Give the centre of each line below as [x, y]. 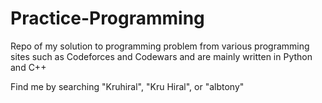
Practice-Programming [107, 18]
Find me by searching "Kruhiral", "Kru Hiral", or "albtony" [127, 86]
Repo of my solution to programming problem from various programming [160, 46]
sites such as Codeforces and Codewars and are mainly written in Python [161, 56]
